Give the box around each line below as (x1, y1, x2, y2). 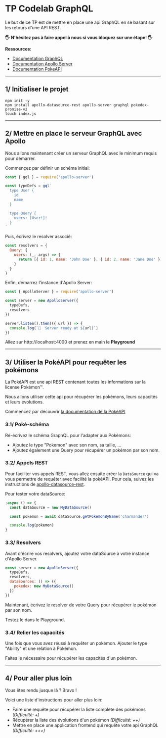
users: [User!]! (14, 215, 48, 220)
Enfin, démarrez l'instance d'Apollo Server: (5, 280, 92, 286)
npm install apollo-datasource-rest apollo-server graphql (5, 102, 129, 107)
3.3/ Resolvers (5, 539, 41, 546)
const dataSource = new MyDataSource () (9, 505, 92, 510)
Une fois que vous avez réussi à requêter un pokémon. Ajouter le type (5, 640, 147, 646)
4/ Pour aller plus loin (5, 674, 72, 683)
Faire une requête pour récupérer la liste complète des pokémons (12, 706, 146, 712)
